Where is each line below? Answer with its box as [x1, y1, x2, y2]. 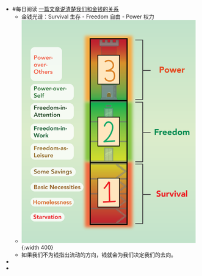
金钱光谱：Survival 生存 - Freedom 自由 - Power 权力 [21, 13, 154, 20]
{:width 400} [21, 244, 54, 252]
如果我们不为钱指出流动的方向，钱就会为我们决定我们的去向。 [21, 251, 177, 258]
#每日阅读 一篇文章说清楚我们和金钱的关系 [12, 5, 119, 12]
